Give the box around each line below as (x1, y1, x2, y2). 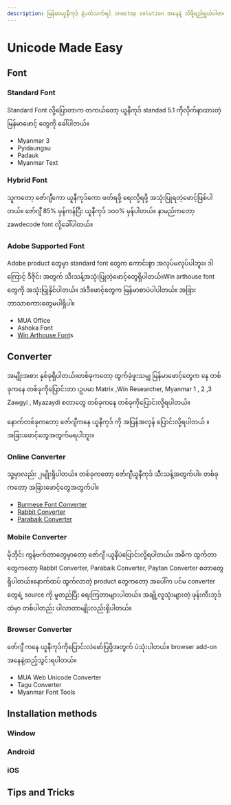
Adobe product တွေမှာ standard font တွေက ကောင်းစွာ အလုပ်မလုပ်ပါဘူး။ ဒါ (7, 259, 214, 268)
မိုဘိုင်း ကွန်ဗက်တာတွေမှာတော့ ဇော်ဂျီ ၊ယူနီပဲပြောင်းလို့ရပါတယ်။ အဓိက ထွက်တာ (7, 550, 217, 559)
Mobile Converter (7, 533, 67, 542)
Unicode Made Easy (7, 39, 124, 55)
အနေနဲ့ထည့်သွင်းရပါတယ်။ (7, 656, 77, 664)
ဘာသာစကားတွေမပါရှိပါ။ (7, 299, 75, 308)
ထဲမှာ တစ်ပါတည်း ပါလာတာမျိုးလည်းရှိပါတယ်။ (7, 604, 132, 612)
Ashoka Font (16, 324, 53, 332)
